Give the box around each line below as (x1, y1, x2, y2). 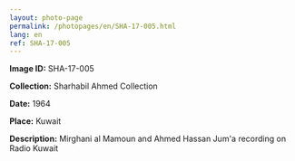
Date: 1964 (9, 99, 52, 109)
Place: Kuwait (9, 116, 62, 127)
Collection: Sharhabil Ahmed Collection (9, 80, 159, 91)
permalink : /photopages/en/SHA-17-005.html (9, 22, 177, 31)
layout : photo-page (9, 13, 84, 23)
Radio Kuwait (9, 143, 59, 154)
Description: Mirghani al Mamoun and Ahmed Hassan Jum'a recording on (9, 133, 287, 145)
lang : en (9, 30, 43, 39)
